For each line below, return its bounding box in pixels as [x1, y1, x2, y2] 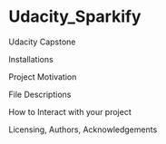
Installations [8, 53, 54, 64]
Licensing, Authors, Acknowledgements [8, 124, 158, 135]
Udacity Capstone [8, 36, 76, 47]
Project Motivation [8, 71, 77, 82]
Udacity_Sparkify [8, 6, 142, 27]
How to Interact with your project [8, 106, 132, 117]
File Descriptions [8, 89, 72, 100]
